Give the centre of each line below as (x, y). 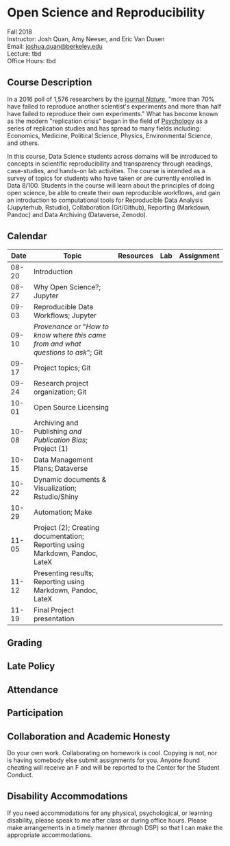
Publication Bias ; (61, 440)
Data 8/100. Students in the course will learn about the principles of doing (111, 185)
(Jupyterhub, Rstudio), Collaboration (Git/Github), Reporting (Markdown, (109, 207)
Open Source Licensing (72, 407)
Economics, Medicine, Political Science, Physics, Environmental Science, (110, 135)
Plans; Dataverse (61, 468)
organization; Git (60, 392)
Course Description (50, 83)
